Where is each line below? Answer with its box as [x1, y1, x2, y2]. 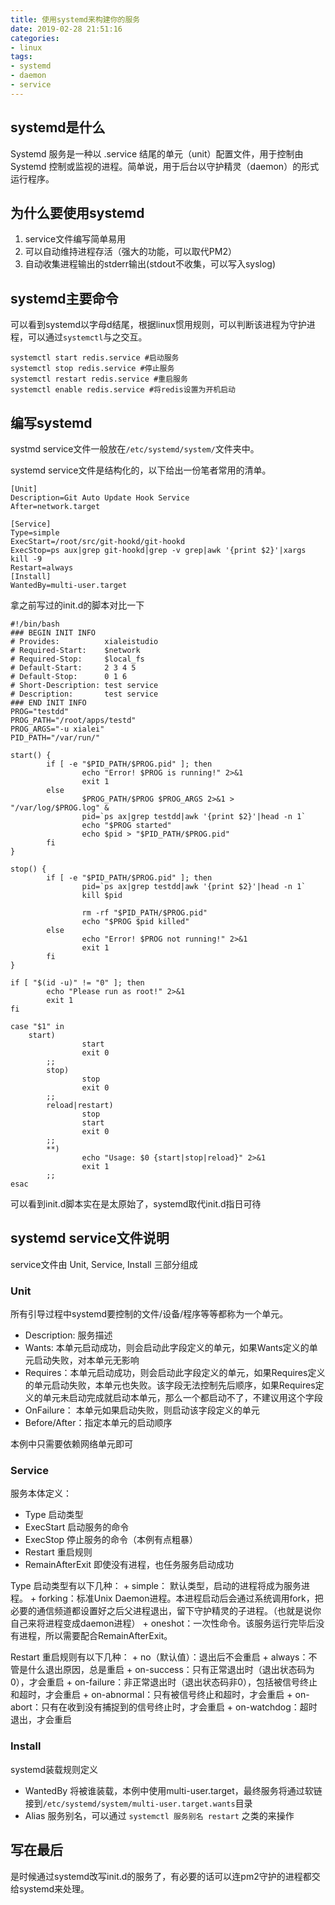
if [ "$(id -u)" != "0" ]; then [10, 978, 145, 988]
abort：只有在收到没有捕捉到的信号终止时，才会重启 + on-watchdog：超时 [10, 1701, 318, 1713]
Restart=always [10, 563, 74, 573]
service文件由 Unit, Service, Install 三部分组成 [10, 1258, 198, 1270]
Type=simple [10, 528, 60, 538]
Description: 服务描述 [24, 1329, 113, 1341]
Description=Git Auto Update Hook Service [10, 493, 190, 503]
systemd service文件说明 [10, 1230, 170, 1247]
